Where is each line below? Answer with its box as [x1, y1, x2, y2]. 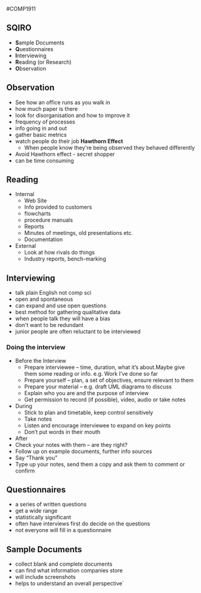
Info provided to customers [24, 203, 92, 211]
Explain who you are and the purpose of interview [24, 389, 149, 396]
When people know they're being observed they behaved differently [24, 144, 196, 151]
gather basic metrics [15, 131, 67, 138]
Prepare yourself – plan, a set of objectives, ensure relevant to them [24, 376, 194, 384]
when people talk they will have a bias [15, 315, 111, 322]
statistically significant [15, 514, 72, 521]
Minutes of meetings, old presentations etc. [24, 230, 134, 237]
